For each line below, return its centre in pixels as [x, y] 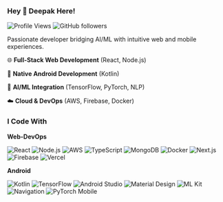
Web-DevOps [27, 137]
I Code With [27, 121]
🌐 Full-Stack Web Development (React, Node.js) [77, 60]
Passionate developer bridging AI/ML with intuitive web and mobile [102, 39]
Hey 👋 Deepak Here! [41, 11]
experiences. [26, 47]
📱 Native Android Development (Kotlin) [63, 74]
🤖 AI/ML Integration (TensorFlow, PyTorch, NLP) [76, 87]
